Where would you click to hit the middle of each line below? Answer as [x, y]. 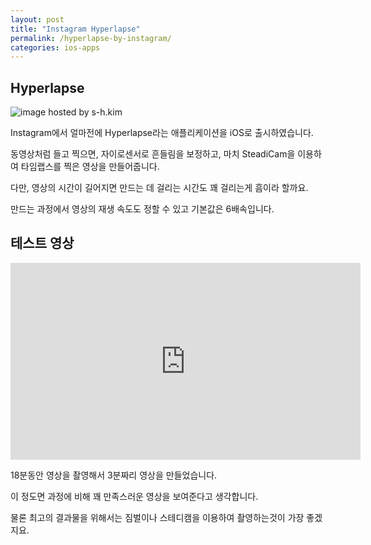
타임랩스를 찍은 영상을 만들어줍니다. [90, 167]
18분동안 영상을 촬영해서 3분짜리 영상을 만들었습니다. [114, 475]
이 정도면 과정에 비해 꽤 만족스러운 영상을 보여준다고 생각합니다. [134, 496]
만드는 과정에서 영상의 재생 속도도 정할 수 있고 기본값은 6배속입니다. [142, 209]
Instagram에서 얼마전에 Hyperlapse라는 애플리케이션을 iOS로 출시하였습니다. [162, 133]
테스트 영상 [42, 243]
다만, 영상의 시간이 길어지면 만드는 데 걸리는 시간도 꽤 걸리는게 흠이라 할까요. [159, 188]
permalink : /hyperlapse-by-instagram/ [91, 38]
